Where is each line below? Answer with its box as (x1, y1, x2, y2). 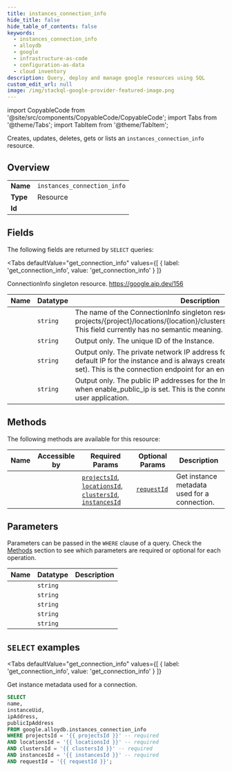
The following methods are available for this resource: (7, 434, 161, 443)
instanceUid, (7, 706, 45, 713)
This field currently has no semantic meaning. (75, 325, 223, 334)
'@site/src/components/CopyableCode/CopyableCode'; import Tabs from (7, 113, 217, 122)
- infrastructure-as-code (13, 55, 88, 62)
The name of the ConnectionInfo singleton (75, 307, 212, 317)
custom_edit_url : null (7, 81, 72, 88)
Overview (7, 162, 50, 173)
